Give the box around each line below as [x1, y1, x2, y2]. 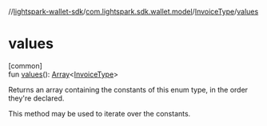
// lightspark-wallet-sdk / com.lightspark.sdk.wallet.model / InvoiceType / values [8, 7, 259, 16]
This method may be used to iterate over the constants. [8, 108, 191, 118]
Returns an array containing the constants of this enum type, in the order [8, 85, 249, 94]
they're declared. [8, 93, 65, 103]
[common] [8, 61, 42, 70]
